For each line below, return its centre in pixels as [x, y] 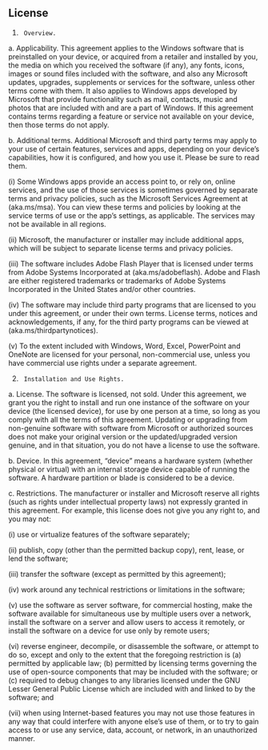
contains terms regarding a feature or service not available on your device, [131, 116]
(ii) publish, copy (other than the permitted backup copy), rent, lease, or [126, 549]
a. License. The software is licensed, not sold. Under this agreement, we [127, 394]
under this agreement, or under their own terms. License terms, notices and [133, 313]
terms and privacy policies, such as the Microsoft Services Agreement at [128, 198]
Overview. [40, 33]
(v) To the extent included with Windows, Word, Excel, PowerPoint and [124, 346]
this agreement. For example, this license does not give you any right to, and [134, 510]
